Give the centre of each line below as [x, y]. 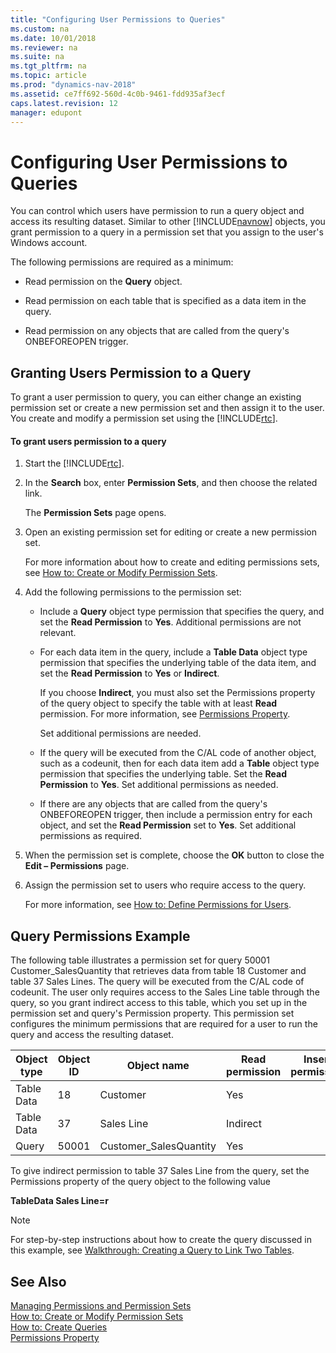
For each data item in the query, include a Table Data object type [173, 652]
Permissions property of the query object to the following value [140, 1182]
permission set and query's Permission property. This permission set [152, 1013]
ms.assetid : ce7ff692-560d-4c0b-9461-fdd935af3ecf [118, 94]
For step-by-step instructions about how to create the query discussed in [161, 1240]
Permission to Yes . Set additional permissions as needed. [159, 785]
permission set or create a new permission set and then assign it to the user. [167, 408]
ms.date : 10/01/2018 [53, 38]
